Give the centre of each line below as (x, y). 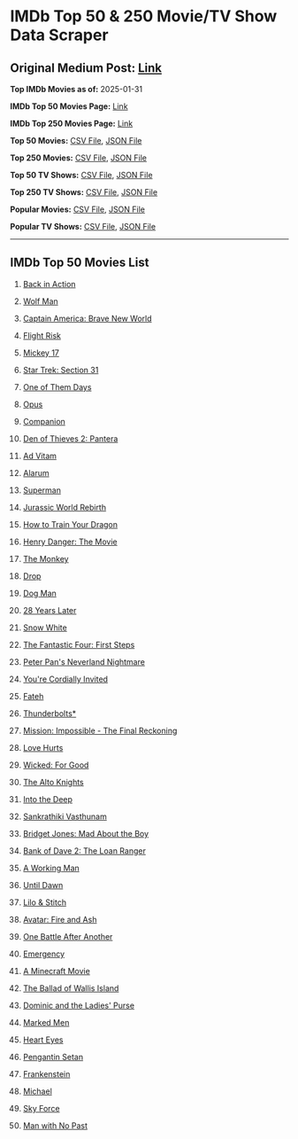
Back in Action (49, 284)
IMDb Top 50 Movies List (80, 263)
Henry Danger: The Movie (70, 542)
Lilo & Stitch (45, 902)
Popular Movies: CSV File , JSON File (77, 209)
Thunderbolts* (50, 713)
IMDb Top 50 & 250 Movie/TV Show (144, 16)
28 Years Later (50, 610)
